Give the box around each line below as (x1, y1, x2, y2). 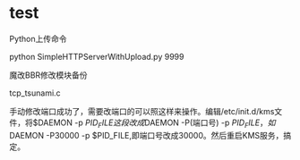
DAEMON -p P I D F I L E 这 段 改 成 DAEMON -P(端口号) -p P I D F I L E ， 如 (37, 117, 276, 130)
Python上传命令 (9, 33, 67, 44)
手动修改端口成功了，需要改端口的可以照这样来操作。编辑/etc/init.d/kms (9, 105, 275, 116)
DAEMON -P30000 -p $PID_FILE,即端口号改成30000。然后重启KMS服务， (9, 130, 284, 140)
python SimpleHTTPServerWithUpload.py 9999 (9, 51, 184, 62)
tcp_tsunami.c (9, 88, 61, 98)
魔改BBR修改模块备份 (9, 70, 88, 80)
